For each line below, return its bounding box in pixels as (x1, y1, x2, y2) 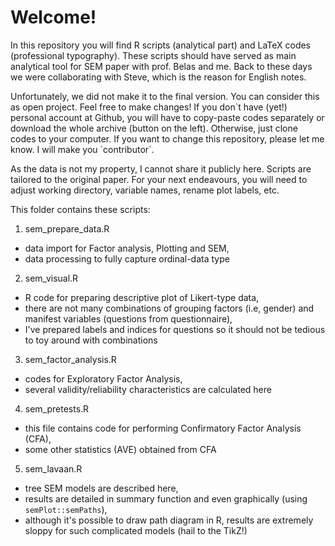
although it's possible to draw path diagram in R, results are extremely (24, 514, 314, 526)
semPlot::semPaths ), (24, 503, 108, 515)
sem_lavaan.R (24, 462, 83, 475)
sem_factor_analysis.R (24, 353, 117, 365)
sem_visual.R (24, 272, 79, 284)
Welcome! (10, 6, 97, 29)
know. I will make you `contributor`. (10, 143, 155, 155)
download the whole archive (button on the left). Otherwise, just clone (10, 122, 298, 134)
